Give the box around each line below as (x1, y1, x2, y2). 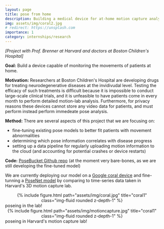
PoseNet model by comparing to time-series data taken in (25, 177, 142, 183)
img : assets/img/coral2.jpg (5, 21, 62, 26)
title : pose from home (5, 12, 51, 17)
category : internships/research (5, 35, 71, 40)
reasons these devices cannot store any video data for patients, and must (5, 103, 153, 109)
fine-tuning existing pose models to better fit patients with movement (12, 127, 151, 133)
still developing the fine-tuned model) (5, 162, 81, 169)
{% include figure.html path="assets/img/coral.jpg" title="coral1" (17, 192, 147, 198)
